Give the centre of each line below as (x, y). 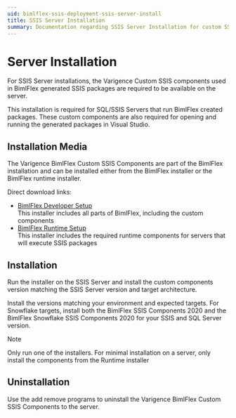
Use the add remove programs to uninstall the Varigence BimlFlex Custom (114, 399)
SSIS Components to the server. (53, 406)
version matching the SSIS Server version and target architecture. (102, 289)
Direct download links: (40, 192)
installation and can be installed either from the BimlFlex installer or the (110, 171)
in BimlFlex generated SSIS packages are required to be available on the (112, 89)
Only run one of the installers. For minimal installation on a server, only (109, 353)
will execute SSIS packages (57, 243)
